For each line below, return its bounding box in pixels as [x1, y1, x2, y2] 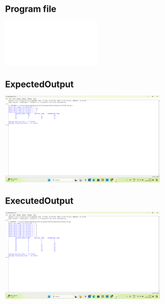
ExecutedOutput [5, 195, 74, 206]
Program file [5, 3, 56, 15]
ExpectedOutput [5, 79, 74, 90]
